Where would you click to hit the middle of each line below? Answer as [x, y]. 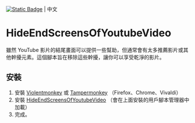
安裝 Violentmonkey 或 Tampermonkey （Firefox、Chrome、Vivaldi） [98, 92]
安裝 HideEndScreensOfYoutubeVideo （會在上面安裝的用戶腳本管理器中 [102, 100]
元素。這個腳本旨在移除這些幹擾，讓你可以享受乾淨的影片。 [93, 57]
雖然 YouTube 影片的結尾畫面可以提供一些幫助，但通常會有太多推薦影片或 [95, 50]
